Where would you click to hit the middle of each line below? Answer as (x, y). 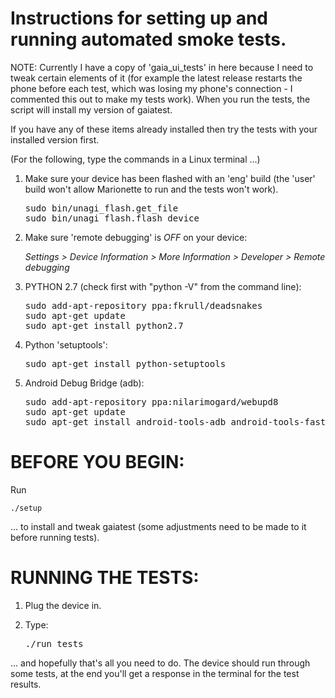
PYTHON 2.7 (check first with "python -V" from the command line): (163, 286)
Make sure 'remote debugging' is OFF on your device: (136, 237)
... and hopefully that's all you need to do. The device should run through (160, 663)
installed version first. (55, 139)
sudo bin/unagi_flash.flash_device (112, 218)
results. (26, 684)
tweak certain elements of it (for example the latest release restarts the (156, 78)
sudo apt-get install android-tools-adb (125, 421)
